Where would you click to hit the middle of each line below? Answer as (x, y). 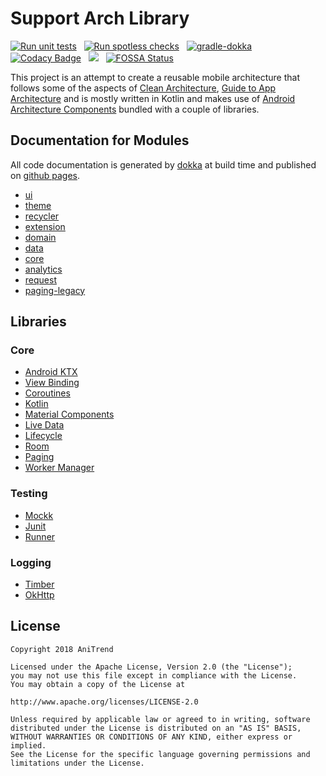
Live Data (44, 425)
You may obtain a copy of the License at (98, 684)
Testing (29, 494)
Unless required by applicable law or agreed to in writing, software (160, 719)
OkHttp (39, 595)
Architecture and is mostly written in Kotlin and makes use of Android (153, 98)
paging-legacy (55, 290)
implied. (28, 745)
